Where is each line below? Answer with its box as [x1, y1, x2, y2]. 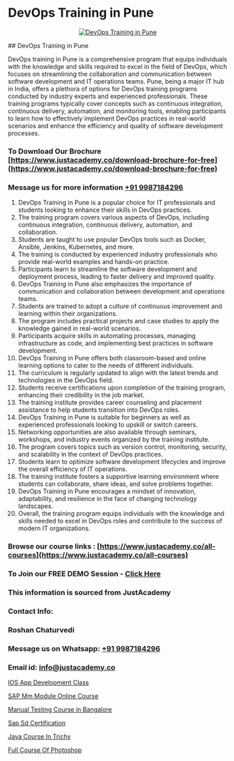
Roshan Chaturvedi [8, 625, 75, 635]
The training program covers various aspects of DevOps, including [17, 213, 210, 222]
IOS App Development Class [8, 678, 89, 686]
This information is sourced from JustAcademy [8, 587, 171, 597]
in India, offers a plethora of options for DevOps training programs [8, 84, 198, 93]
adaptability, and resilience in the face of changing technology [17, 495, 197, 503]
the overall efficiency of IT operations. [17, 465, 127, 473]
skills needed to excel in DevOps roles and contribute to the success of [17, 517, 222, 525]
